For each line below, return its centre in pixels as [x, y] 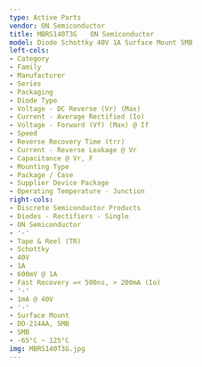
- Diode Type [33, 100]
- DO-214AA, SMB [39, 324]
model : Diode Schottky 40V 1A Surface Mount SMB [101, 42]
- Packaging [31, 92]
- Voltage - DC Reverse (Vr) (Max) [75, 109]
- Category [29, 59]
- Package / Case [41, 175]
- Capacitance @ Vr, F [51, 158]
